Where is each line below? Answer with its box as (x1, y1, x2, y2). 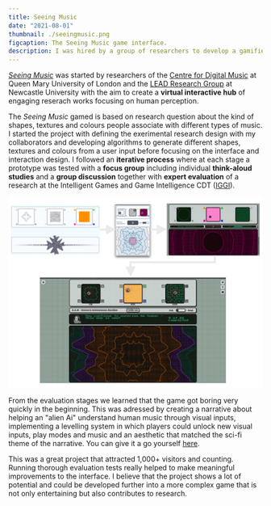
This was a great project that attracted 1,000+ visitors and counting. (8, 454, 234, 464)
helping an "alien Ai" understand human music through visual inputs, (8, 413, 236, 423)
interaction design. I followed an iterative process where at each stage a (8, 154, 250, 165)
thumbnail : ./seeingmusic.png (8, 30, 110, 38)
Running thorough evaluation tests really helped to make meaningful (8, 463, 236, 473)
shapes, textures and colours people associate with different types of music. (8, 120, 263, 130)
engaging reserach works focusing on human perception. (8, 96, 199, 106)
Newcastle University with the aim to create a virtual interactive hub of (8, 87, 246, 97)
